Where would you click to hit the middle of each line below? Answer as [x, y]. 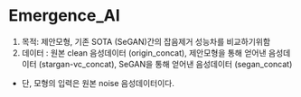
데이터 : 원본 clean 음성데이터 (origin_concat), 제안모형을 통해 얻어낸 [144, 53]
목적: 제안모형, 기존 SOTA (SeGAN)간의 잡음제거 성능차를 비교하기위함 [146, 41]
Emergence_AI [65, 16]
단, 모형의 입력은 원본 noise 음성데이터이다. [98, 83]
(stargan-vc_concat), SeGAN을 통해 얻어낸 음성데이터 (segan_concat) [165, 64]
